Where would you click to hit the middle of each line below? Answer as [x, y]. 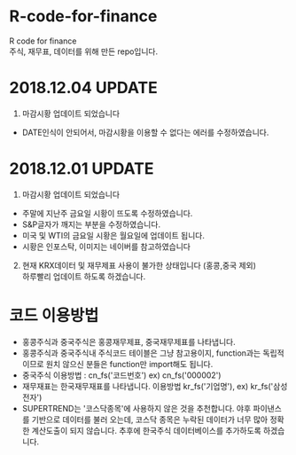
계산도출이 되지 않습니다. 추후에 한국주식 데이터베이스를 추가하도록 [146, 430]
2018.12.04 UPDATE [83, 88]
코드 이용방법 [54, 316]
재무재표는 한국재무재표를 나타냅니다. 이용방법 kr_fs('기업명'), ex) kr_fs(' [148, 386]
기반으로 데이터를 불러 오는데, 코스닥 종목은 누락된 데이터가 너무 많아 [150, 420]
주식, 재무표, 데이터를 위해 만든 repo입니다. [84, 51]
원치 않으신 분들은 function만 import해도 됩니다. [129, 364]
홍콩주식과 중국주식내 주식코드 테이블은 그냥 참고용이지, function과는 [141, 353]
